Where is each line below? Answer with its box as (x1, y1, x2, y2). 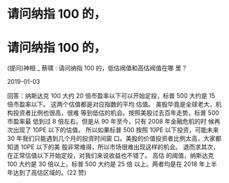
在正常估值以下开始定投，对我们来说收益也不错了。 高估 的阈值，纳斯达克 (7, 152, 214, 160)
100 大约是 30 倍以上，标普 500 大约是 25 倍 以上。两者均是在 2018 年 (7, 160, 205, 168)
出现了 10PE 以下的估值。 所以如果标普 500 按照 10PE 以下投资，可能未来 (12, 126, 219, 134)
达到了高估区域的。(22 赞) (12, 169, 87, 177)
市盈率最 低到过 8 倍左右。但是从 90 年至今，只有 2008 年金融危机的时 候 (7, 117, 215, 126)
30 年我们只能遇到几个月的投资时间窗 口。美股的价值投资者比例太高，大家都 (7, 135, 222, 143)
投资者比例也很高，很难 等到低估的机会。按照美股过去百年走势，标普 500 (12, 109, 219, 117)
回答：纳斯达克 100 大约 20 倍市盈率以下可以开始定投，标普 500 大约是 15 (7, 91, 215, 100)
